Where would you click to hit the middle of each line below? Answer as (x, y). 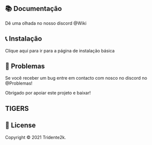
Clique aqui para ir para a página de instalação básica (60, 50)
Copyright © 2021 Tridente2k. (36, 137)
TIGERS (17, 108)
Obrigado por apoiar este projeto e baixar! (48, 93)
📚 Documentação (33, 9)
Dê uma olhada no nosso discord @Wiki (46, 23)
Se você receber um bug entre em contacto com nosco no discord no (76, 78)
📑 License (21, 125)
